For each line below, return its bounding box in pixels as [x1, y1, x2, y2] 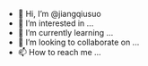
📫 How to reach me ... [17, 47, 101, 57]
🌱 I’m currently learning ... [17, 28, 114, 37]
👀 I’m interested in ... [17, 18, 94, 29]
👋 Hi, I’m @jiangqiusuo [17, 9, 101, 19]
